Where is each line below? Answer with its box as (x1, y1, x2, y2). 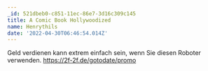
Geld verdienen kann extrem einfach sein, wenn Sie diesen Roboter (7, 49, 202, 57)
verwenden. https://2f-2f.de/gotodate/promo (7, 56, 137, 65)
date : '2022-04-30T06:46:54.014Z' (7, 29, 109, 37)
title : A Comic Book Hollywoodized (7, 17, 111, 24)
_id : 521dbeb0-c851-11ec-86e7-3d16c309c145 (7, 10, 137, 17)
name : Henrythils (7, 23, 58, 30)
